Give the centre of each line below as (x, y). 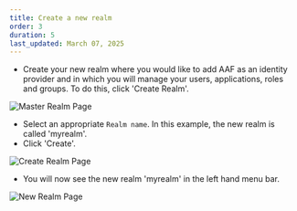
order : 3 (26, 26)
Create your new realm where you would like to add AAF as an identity (155, 69)
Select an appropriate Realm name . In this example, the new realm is (149, 124)
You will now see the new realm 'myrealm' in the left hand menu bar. (151, 179)
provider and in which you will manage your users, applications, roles (153, 79)
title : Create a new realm (61, 18)
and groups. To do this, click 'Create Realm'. (106, 89)
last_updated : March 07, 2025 (67, 43)
